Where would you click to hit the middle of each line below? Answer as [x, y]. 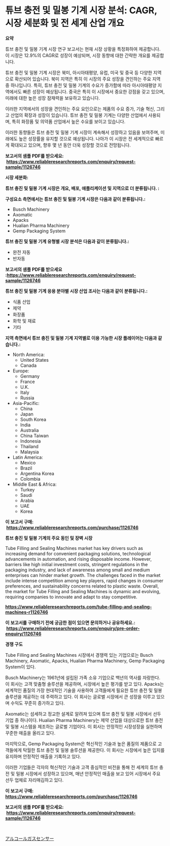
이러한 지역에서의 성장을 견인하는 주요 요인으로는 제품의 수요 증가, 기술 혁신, [80, 109]
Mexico [28, 462]
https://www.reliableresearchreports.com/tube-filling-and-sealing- [79, 606]
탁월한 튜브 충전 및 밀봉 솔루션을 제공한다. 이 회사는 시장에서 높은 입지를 [94, 750]
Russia [27, 398]
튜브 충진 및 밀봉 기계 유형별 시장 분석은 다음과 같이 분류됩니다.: [67, 241]
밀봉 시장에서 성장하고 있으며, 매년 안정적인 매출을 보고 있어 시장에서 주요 [88, 773]
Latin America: [28, 457]
